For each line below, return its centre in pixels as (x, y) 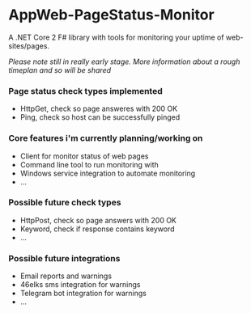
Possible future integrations (64, 258)
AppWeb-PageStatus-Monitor (111, 15)
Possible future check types (65, 202)
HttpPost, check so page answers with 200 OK (98, 220)
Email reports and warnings (66, 276)
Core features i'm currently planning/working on (106, 138)
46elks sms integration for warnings (80, 285)
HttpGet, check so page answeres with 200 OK (99, 109)
